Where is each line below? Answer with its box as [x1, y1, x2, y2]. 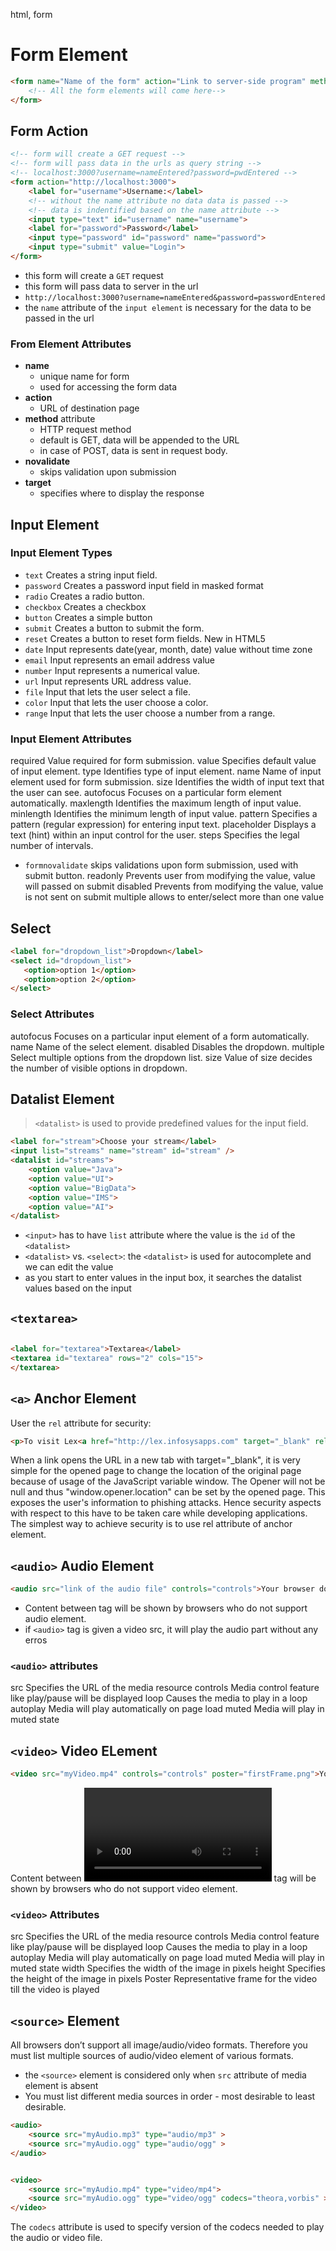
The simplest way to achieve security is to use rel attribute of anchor [10, 1518, 293, 1530]
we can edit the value [24, 1261, 114, 1273]
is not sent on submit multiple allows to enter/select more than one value [24, 891, 325, 903]
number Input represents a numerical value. [24, 664, 201, 676]
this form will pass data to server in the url [24, 280, 199, 292]
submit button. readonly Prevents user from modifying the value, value [24, 870, 316, 882]
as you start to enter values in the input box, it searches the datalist [24, 1272, 302, 1284]
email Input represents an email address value [24, 654, 215, 666]
